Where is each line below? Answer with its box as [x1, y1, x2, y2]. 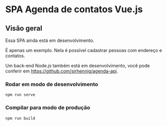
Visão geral [5, 24, 42, 33]
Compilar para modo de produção [5, 104, 90, 111]
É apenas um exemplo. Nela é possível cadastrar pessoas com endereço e [5, 47, 162, 53]
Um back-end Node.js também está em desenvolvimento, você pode [5, 63, 150, 68]
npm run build [5, 116, 36, 121]
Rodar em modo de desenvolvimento [5, 81, 99, 88]
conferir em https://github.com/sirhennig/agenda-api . [5, 68, 118, 74]
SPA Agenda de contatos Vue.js [5, 4, 143, 15]
